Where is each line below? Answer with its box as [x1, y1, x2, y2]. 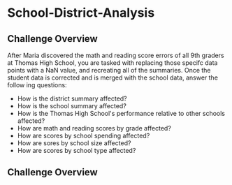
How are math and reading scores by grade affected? [17, 124, 171, 132]
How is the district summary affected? [17, 94, 127, 103]
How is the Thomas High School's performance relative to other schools [17, 110, 226, 117]
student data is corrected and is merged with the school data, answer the [7, 73, 219, 82]
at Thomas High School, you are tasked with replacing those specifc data [7, 59, 218, 67]
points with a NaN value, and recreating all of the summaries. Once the [7, 66, 211, 74]
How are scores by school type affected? [17, 147, 136, 154]
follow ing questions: [7, 81, 68, 89]
